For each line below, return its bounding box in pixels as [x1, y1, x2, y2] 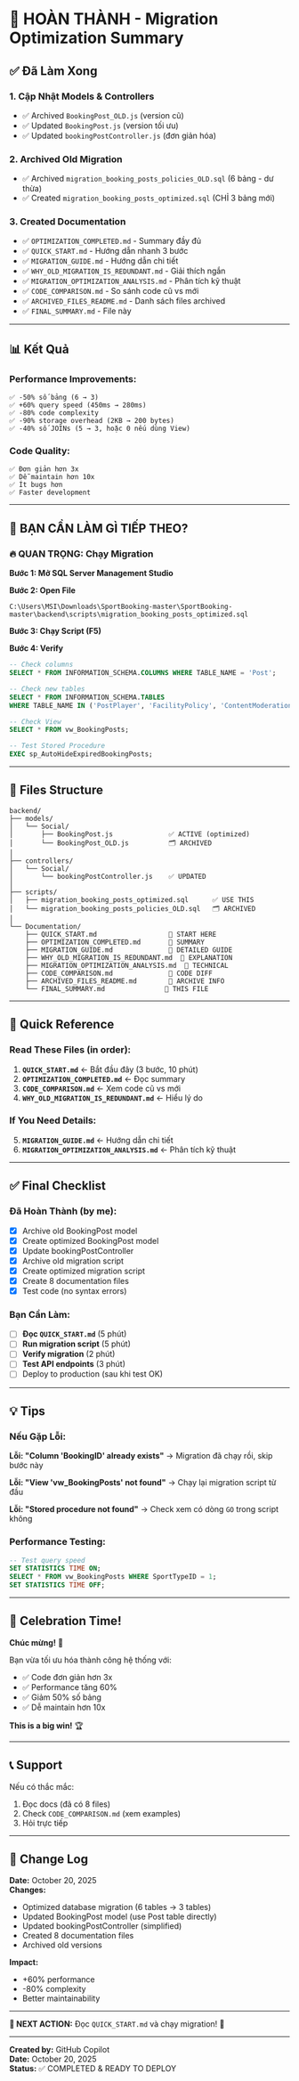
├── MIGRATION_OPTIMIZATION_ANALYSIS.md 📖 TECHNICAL [25, 961, 229, 970]
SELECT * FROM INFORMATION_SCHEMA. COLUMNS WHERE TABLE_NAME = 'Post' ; [9, 669, 277, 678]
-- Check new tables [9, 684, 86, 694]
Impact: [9, 1957, 38, 1968]
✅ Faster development [9, 488, 92, 498]
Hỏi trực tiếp [21, 1817, 69, 1828]
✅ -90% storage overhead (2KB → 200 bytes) [9, 417, 175, 426]
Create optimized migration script [21, 1265, 145, 1276]
